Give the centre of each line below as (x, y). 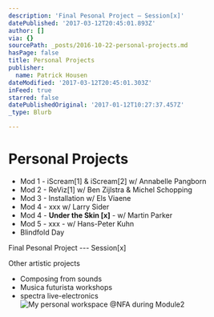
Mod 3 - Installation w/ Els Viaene (75, 198)
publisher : (26, 68)
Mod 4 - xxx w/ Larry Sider (65, 207)
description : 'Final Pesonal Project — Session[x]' (96, 16)
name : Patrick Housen (52, 75)
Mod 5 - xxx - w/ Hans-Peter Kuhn (77, 223)
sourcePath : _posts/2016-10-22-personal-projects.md (98, 46)
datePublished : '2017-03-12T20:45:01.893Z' (82, 23)
